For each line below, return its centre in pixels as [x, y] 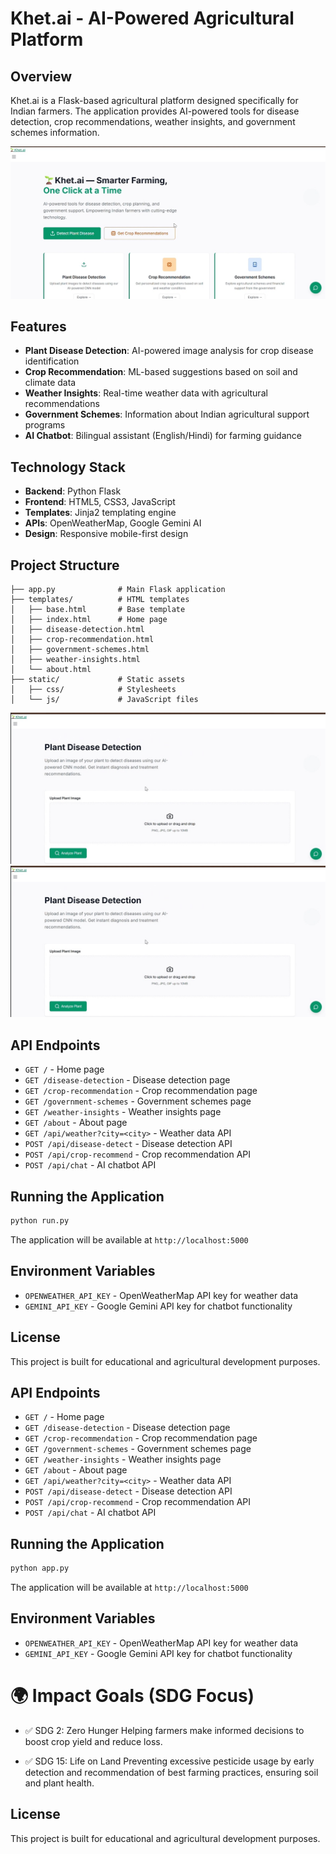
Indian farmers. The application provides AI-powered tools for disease [155, 111]
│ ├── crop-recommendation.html [82, 640]
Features [38, 327]
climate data [50, 383]
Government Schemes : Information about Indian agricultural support [167, 414]
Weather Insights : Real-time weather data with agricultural [146, 393]
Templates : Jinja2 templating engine [100, 513]
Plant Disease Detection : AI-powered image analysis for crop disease [169, 351]
